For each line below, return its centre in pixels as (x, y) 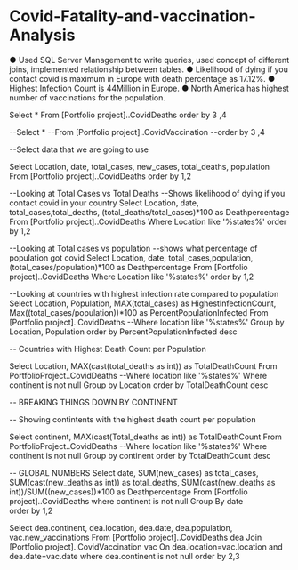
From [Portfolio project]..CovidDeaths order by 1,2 (100, 176)
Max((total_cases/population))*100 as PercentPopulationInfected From (139, 312)
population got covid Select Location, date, (88, 257)
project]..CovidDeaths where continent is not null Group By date (126, 501)
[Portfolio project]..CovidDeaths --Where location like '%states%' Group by (147, 322)
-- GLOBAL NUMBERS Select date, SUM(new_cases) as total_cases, (134, 472)
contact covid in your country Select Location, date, (104, 203)
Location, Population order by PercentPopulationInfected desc (123, 332)
